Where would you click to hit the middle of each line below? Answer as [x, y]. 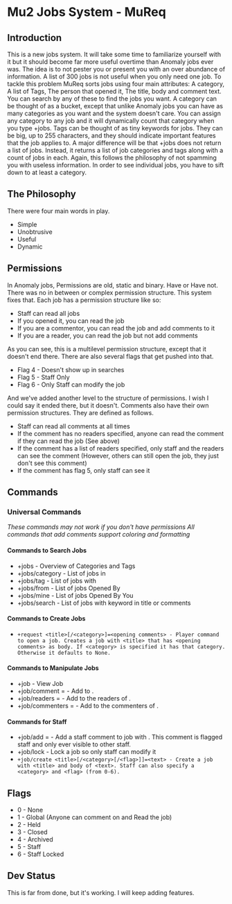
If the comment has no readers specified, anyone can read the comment [120, 433]
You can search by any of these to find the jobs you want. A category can [112, 99]
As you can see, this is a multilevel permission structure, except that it [107, 349]
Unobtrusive [35, 232]
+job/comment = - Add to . [55, 691]
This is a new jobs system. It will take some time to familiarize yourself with [114, 54]
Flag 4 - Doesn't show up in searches [71, 369]
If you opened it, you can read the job [71, 321]
